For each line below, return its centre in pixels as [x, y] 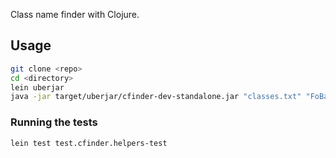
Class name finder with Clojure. [75, 14]
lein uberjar [37, 87]
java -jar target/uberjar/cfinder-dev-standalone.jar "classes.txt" [156, 97]
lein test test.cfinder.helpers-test [89, 143]
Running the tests [54, 122]
